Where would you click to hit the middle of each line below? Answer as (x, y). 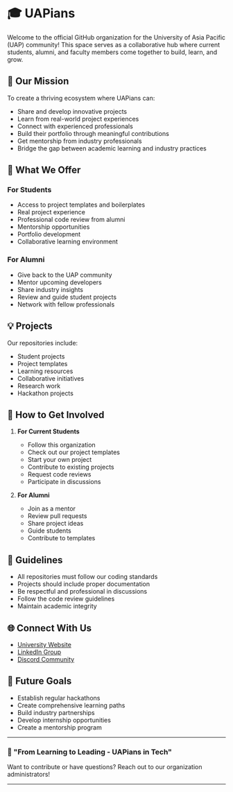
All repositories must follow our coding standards (87, 577)
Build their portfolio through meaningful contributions (93, 133)
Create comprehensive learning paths (71, 705)
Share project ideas (55, 524)
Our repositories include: (43, 343)
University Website (44, 644)
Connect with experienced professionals (75, 126)
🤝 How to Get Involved (56, 414)
